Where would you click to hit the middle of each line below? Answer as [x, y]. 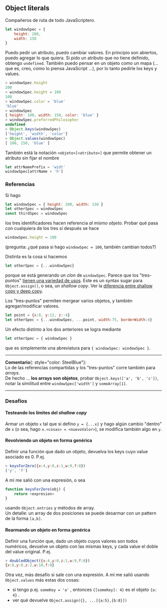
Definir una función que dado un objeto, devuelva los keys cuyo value [77, 451]
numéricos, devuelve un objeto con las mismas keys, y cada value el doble [82, 546]
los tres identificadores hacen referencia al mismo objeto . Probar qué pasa [82, 223]
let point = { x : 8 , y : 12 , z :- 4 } [38, 315]
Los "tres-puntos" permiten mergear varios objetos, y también [69, 301]
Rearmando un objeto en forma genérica [48, 530]
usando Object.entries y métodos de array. [50, 508]
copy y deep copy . [24, 291]
